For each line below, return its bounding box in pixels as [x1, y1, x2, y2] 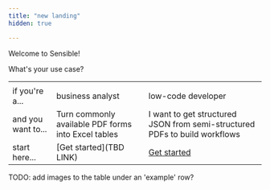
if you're [12, 85, 44, 97]
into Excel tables [55, 128, 119, 139]
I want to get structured [148, 108, 237, 119]
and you [12, 114, 43, 125]
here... [12, 151, 36, 163]
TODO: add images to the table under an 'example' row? [8, 172, 194, 182]
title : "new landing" [8, 11, 81, 20]
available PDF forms [55, 118, 133, 130]
